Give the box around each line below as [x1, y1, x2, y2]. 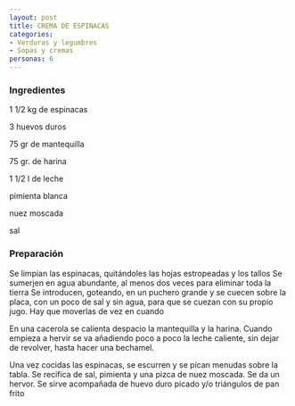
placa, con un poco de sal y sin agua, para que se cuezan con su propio [9, 296, 274, 307]
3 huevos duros [9, 121, 67, 132]
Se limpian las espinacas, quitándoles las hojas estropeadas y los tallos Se [9, 268, 283, 278]
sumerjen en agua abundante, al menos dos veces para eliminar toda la [9, 278, 272, 288]
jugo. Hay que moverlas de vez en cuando [9, 305, 165, 317]
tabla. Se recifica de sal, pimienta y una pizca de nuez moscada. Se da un [9, 369, 281, 379]
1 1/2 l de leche [9, 173, 64, 184]
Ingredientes [9, 84, 66, 96]
